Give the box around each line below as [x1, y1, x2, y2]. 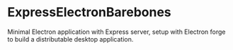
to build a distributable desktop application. [7, 35, 134, 43]
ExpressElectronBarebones [7, 4, 171, 20]
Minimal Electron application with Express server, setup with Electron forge [7, 27, 226, 36]
